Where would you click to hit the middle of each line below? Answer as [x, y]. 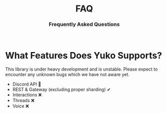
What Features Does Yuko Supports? [84, 55]
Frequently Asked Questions [84, 24]
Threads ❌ [23, 100]
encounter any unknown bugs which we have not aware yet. [67, 74]
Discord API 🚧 [27, 84]
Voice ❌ [21, 106]
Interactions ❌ [27, 95]
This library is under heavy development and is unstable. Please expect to [81, 69]
